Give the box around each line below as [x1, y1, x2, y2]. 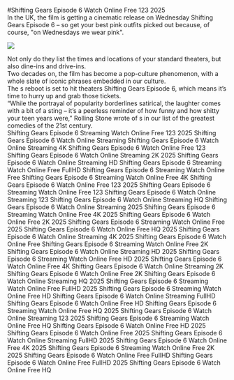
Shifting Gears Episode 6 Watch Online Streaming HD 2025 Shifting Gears [7, 248, 220, 255]
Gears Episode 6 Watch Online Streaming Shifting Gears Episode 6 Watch [7, 136, 219, 144]
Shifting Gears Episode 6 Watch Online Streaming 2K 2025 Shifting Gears [7, 151, 219, 159]
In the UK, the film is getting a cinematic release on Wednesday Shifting [7, 13, 214, 22]
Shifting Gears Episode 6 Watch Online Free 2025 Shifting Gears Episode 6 [7, 329, 223, 337]
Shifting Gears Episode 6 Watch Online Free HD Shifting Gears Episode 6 [7, 299, 217, 307]
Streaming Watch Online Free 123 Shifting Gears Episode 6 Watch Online [7, 188, 217, 196]
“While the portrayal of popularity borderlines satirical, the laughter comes [7, 99, 221, 107]
